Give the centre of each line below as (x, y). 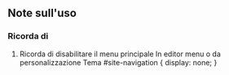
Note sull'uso (42, 13)
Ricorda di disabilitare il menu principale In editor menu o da (120, 54)
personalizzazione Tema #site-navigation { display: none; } (118, 62)
